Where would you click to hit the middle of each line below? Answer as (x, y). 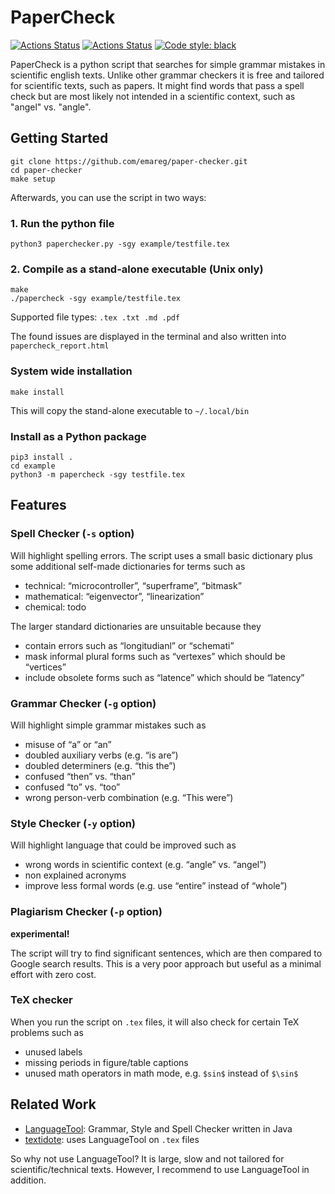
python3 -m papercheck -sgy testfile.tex (98, 474)
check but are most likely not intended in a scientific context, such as (153, 96)
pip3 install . (42, 457)
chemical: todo (55, 607)
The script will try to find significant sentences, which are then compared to (166, 953)
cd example (33, 466)
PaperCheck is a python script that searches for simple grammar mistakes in (168, 64)
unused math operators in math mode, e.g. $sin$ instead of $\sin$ (161, 1073)
